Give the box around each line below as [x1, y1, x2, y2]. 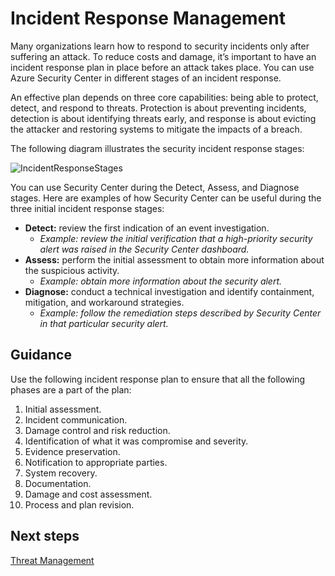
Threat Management [10, 554, 95, 566]
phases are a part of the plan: [10, 383, 132, 396]
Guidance [10, 347, 72, 364]
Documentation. [24, 477, 92, 489]
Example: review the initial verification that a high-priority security [39, 232, 313, 244]
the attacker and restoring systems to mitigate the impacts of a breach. [10, 123, 303, 135]
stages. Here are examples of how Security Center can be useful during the [10, 192, 322, 204]
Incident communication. [24, 413, 128, 426]
